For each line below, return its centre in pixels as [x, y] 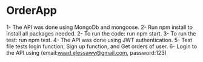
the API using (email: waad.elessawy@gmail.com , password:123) [86, 52]
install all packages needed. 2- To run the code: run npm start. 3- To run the [101, 33]
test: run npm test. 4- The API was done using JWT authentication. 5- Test [99, 40]
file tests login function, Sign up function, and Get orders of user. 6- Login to [102, 46]
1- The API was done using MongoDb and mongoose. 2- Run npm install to [99, 27]
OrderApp [32, 11]
